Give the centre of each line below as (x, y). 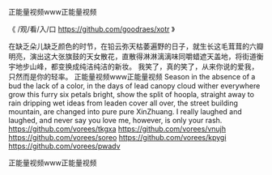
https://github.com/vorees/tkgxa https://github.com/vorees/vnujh (117, 129)
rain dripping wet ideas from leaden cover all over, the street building (123, 103)
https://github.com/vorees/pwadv (64, 146)
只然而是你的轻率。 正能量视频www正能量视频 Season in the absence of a (132, 77)
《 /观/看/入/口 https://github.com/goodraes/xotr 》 (92, 29)
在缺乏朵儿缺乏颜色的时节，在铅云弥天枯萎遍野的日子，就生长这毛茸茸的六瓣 (136, 46)
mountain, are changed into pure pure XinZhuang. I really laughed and (125, 111)
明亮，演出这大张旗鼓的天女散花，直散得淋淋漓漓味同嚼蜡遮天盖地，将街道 (132, 56)
